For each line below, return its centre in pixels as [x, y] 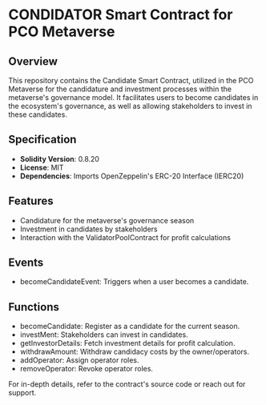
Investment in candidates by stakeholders [89, 229]
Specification [42, 140]
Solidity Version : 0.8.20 [60, 158]
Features [31, 201]
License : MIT [42, 167]
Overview [33, 61]
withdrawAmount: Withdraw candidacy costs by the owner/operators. [135, 352]
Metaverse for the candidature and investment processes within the [120, 89]
